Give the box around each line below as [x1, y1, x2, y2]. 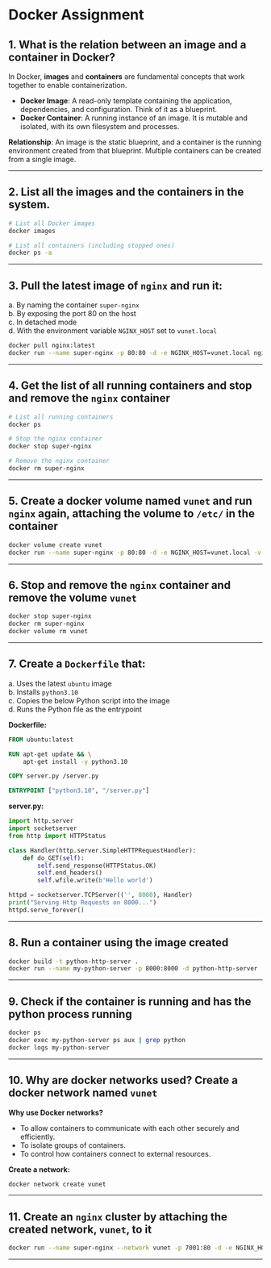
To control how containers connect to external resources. [19, 1149, 211, 1158]
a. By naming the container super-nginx [8, 300, 140, 310]
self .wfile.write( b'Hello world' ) [37, 877, 153, 885]
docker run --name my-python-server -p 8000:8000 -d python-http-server [8, 965, 258, 973]
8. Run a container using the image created [8, 936, 229, 949]
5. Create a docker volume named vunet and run [8, 494, 252, 508]
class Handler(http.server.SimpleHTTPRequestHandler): [8, 846, 197, 854]
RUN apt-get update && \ [8, 750, 92, 758]
